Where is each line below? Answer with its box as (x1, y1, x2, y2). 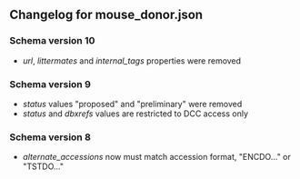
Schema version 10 (9, 35, 95, 47)
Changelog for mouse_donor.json (9, 7, 203, 23)
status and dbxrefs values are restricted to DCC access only (22, 108, 248, 119)
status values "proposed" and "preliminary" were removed (22, 98, 243, 109)
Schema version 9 (9, 77, 91, 90)
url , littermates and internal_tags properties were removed (22, 55, 242, 66)
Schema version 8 (9, 131, 91, 144)
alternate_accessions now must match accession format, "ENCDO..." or (22, 152, 291, 163)
